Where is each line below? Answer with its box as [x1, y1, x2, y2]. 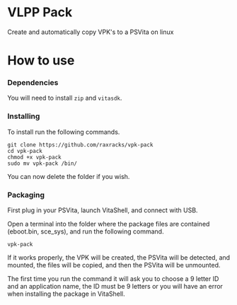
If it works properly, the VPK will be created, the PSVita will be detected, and [7, 253, 231, 262]
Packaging [7, 190, 45, 200]
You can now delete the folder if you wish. [7, 172, 130, 180]
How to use [7, 52, 75, 69]
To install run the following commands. [7, 127, 120, 136]
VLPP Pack [7, 4, 73, 21]
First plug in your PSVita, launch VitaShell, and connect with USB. [7, 206, 198, 214]
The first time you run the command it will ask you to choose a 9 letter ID [7, 275, 219, 283]
